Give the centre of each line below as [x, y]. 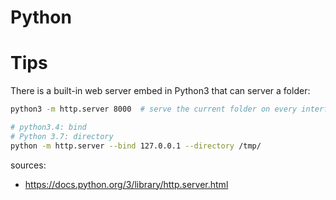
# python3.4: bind [48, 127]
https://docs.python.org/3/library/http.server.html [126, 184]
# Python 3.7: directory [62, 136]
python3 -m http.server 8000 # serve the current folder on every [154, 109]
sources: [28, 165]
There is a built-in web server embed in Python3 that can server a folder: [160, 91]
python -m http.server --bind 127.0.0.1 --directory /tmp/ [136, 146]
